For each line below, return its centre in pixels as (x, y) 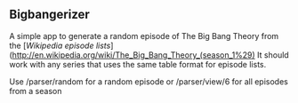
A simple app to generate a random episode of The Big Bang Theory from (144, 36)
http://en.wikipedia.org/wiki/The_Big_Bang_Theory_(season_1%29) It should (150, 55)
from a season (36, 91)
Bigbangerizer (50, 15)
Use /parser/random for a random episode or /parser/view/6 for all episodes (149, 81)
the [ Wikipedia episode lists (60, 45)
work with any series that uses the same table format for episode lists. (138, 64)
